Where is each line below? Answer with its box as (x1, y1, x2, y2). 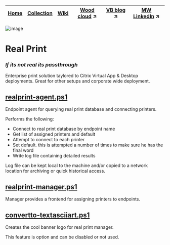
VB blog (106, 7, 125, 13)
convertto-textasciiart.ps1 (5, 211, 90, 219)
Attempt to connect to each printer (12, 137, 85, 143)
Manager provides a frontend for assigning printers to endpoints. (5, 196, 141, 202)
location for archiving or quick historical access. (5, 168, 105, 174)
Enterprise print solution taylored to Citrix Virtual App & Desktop (5, 73, 138, 79)
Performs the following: (5, 116, 54, 122)
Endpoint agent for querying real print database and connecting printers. (5, 106, 157, 112)
